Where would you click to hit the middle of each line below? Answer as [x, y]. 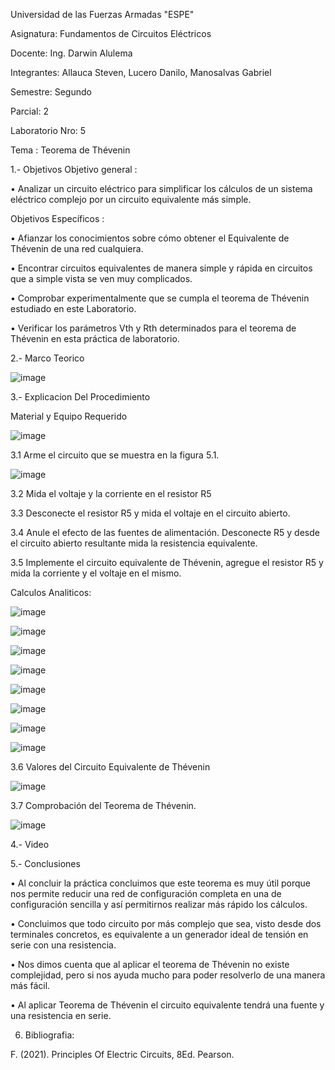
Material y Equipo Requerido [69, 416]
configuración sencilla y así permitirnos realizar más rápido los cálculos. [159, 904]
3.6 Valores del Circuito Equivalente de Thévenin [110, 767]
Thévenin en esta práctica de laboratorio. [95, 338]
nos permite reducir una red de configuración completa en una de [146, 893]
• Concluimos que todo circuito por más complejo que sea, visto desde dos [166, 923]
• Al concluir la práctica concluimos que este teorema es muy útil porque [160, 883]
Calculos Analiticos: [51, 592]
